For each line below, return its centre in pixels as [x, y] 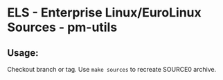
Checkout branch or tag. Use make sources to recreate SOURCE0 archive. [112, 69]
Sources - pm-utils [62, 27]
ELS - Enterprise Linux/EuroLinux [105, 13]
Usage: [23, 53]
